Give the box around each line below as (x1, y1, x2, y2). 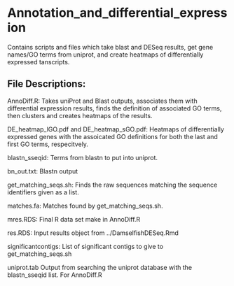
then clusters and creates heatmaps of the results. (7, 111, 153, 120)
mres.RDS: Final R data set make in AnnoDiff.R (7, 215, 141, 223)
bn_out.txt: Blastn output (7, 166, 78, 176)
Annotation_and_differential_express (7, 5, 228, 21)
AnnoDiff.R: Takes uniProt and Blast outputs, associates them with (7, 96, 198, 105)
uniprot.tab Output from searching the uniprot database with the (7, 263, 193, 271)
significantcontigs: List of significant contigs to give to (7, 242, 163, 250)
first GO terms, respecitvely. (7, 140, 89, 148)
